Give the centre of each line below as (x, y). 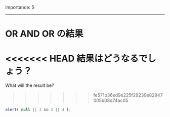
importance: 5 (20, 7)
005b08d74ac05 (111, 100)
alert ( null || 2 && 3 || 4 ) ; (38, 110)
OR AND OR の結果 (44, 34)
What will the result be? (30, 85)
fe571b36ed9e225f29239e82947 (128, 95)
